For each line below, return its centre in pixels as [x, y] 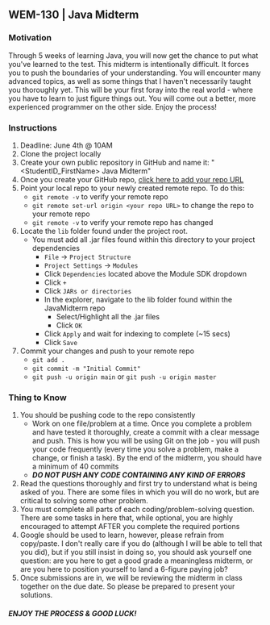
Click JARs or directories [88, 290]
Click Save [61, 342]
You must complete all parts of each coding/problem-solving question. [137, 510]
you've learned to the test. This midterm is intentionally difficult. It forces [129, 64]
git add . [49, 360]
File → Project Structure [87, 256]
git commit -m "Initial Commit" [86, 369]
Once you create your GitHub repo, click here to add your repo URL [132, 179]
